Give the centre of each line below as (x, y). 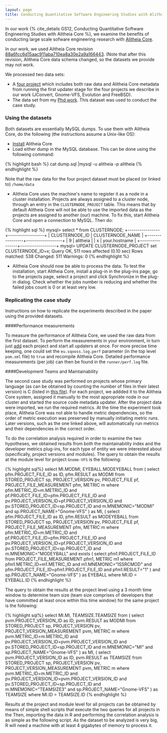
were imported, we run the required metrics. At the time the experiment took (83, 408)
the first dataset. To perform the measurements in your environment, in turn (83, 341)
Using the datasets (29, 118)
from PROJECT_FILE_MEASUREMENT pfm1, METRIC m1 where (69, 559)
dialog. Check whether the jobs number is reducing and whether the (87, 282)
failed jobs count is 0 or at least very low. (54, 287)
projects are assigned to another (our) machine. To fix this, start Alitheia (86, 215)
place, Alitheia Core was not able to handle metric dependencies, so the (79, 413)
